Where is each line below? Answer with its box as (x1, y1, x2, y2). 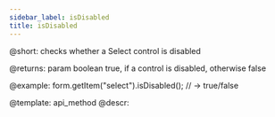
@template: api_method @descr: (9, 97, 129, 107)
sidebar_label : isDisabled (9, 12, 110, 22)
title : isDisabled (9, 21, 78, 30)
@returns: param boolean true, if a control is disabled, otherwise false (9, 63, 266, 74)
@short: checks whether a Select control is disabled (9, 45, 201, 56)
